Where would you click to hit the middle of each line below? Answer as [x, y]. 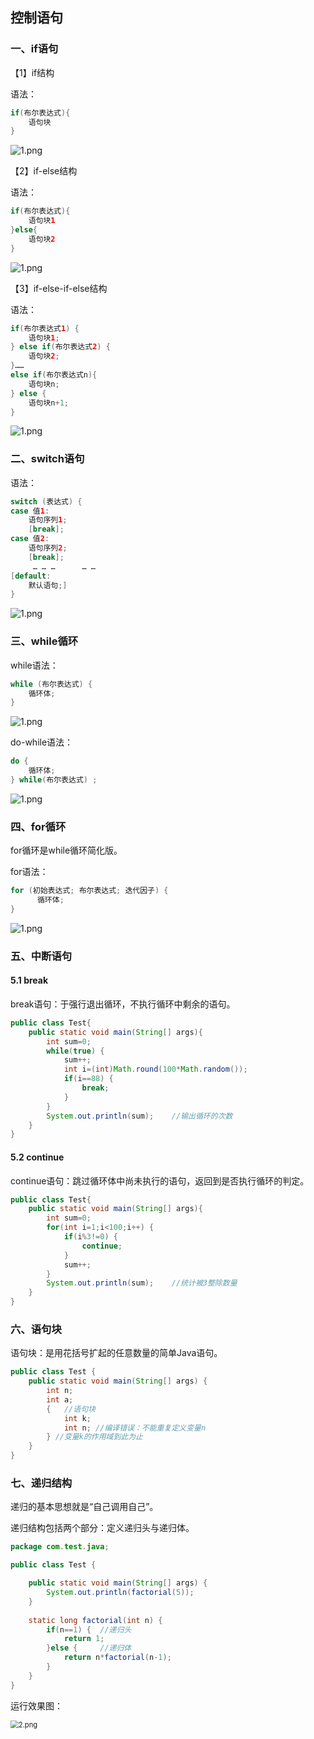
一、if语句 [34, 49]
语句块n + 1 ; [48, 403]
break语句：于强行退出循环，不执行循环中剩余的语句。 [123, 1004]
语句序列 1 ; [48, 520]
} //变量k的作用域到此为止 [95, 1437]
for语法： [29, 872]
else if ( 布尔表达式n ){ [54, 375]
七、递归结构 [41, 1483]
